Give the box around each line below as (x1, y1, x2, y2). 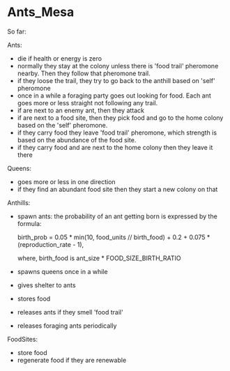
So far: (7, 27, 26, 36)
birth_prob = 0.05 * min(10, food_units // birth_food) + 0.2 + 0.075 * (17, 233, 210, 241)
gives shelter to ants (17, 280, 76, 289)
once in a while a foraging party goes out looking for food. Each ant (17, 91, 211, 100)
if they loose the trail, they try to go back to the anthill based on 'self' (17, 76, 215, 84)
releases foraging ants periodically (17, 321, 117, 330)
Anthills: (7, 198, 31, 206)
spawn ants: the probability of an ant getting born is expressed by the (17, 212, 217, 220)
